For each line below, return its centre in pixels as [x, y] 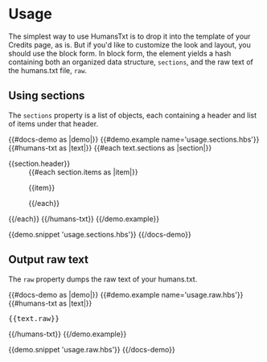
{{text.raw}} [34, 318]
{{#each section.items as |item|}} [83, 172]
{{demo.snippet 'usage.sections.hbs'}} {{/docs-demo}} [100, 234]
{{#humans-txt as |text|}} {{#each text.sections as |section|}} [110, 148]
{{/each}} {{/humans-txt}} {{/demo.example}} [84, 219]
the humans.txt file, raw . [47, 70]
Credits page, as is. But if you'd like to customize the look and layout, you [129, 44]
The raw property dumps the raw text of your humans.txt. [103, 279]
